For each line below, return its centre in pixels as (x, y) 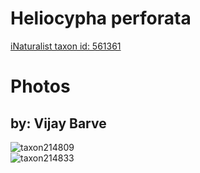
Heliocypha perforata (101, 18)
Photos (40, 86)
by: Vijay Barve (58, 123)
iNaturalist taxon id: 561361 (66, 46)
